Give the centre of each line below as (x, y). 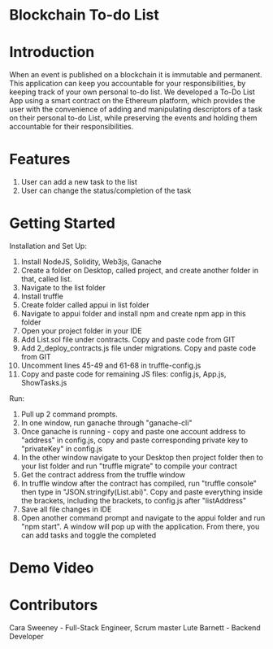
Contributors (54, 605)
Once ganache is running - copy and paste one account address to (133, 431)
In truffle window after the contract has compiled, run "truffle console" (139, 483)
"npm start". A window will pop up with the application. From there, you (140, 527)
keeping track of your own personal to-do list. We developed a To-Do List (132, 92)
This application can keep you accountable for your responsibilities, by (128, 84)
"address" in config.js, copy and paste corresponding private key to (134, 440)
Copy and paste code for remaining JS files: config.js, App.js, (123, 374)
